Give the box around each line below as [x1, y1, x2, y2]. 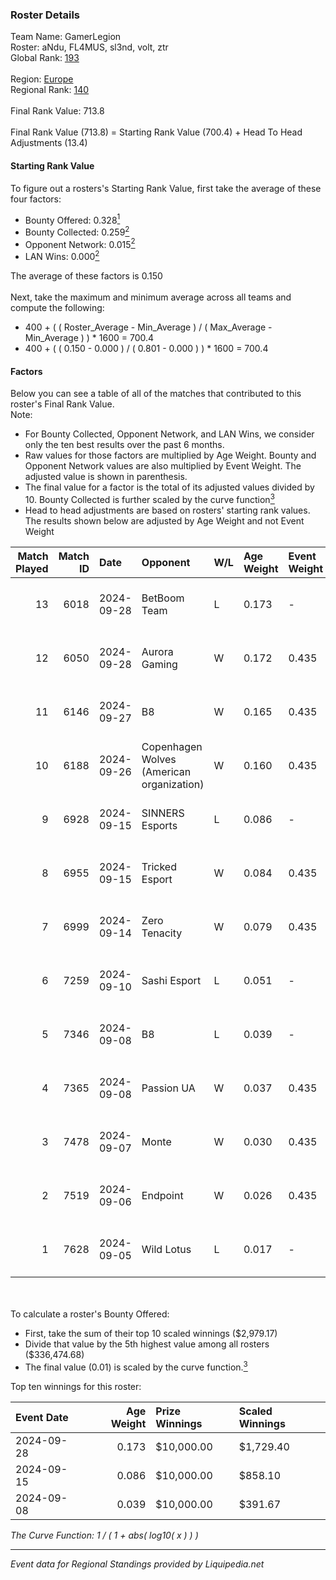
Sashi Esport [141, 973, 202, 987]
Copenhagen [141, 739, 203, 753]
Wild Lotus [141, 1242, 192, 1256]
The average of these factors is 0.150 [10, 270, 163, 282]
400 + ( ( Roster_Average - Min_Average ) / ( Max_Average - [24, 321, 273, 333]
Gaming [141, 657, 178, 671]
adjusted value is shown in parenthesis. [24, 471, 188, 483]
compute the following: [10, 302, 105, 314]
